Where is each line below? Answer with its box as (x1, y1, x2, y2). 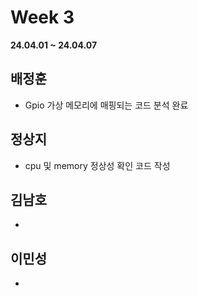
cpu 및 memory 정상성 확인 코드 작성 (24, 159, 171, 171)
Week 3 (10, 6, 75, 29)
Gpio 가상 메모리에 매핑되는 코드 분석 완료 (24, 99, 189, 111)
